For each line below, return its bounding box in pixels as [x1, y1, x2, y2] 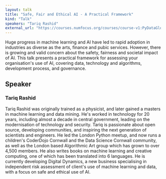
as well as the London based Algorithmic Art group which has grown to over [5, 142, 160, 148]
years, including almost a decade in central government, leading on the [5, 116, 150, 122]
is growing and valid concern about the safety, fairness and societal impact [5, 50, 158, 56]
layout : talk [5, 7, 32, 12]
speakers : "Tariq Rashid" [5, 21, 58, 26]
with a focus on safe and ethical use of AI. [5, 169, 91, 175]
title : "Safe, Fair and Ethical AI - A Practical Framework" [5, 12, 134, 17]
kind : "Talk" [5, 16, 32, 21]
